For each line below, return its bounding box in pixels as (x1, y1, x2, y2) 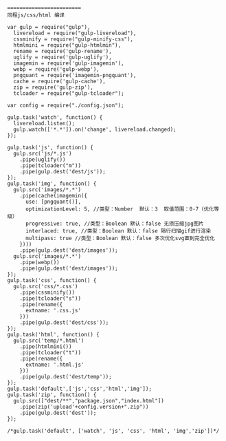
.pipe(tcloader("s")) (19, 295, 81, 302)
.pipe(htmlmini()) (19, 343, 72, 350)
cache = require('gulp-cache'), (13, 78, 106, 85)
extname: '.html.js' (25, 361, 84, 368)
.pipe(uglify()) (19, 156, 67, 163)
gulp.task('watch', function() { (7, 114, 103, 121)
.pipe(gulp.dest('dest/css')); (19, 319, 109, 326)
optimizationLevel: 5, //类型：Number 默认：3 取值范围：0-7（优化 (25, 206, 214, 213)
